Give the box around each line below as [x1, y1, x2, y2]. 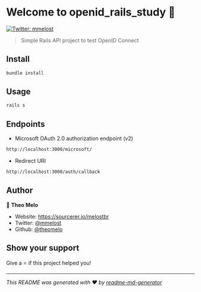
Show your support [6, 243, 80, 253]
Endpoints [6, 119, 45, 129]
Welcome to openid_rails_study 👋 [6, 5, 175, 19]
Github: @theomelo [14, 226, 63, 233]
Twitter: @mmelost [14, 219, 62, 226]
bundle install [6, 70, 44, 76]
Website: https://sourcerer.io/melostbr [14, 212, 109, 220]
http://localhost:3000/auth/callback [6, 169, 100, 175]
